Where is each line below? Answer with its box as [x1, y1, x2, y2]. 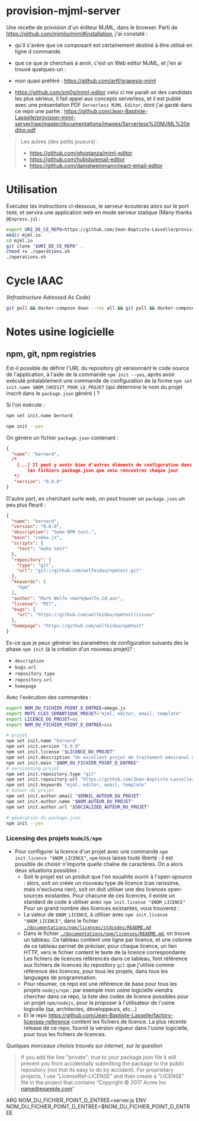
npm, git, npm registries [6, 349, 97, 359]
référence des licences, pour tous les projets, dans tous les [23, 967, 168, 974]
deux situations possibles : [14, 867, 80, 874]
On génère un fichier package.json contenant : [6, 434, 119, 441]
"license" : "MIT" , [11, 601, 57, 607]
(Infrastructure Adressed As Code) [6, 294, 91, 301]
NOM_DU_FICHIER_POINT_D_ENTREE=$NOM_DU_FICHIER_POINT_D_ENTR [6, 1103, 191, 1110]
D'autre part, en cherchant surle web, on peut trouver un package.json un [6, 495, 185, 502]
